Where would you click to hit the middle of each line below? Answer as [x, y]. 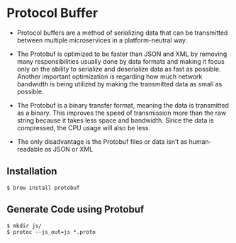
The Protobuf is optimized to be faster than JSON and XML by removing [122, 54]
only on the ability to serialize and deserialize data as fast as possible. [119, 69]
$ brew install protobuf [43, 188]
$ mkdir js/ [24, 226]
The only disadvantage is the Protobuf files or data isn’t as [102, 141]
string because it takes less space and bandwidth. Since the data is [115, 120]
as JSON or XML [69, 149]
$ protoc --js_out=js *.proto [51, 232]
